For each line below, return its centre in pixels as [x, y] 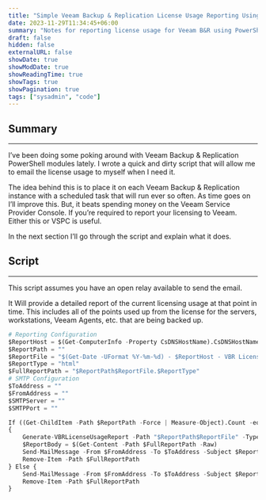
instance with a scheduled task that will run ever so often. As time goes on [129, 196]
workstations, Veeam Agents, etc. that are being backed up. [106, 320]
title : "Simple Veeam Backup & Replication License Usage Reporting [123, 15]
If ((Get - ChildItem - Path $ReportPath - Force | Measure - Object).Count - [131, 422]
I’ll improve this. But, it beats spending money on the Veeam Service [120, 204]
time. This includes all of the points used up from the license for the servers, [133, 311]
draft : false [30, 38]
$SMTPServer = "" [37, 401]
